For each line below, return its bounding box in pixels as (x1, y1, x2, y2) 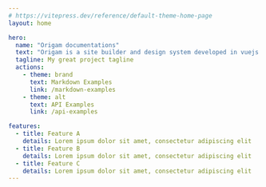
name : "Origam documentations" (15, 41, 120, 49)
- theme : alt (22, 93, 66, 101)
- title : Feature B (15, 145, 81, 153)
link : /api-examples (29, 108, 98, 116)
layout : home (8, 19, 52, 27)
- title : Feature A (15, 129, 81, 138)
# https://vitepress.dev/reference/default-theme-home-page (8, 11, 213, 20)
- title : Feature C (15, 159, 81, 168)
